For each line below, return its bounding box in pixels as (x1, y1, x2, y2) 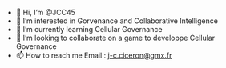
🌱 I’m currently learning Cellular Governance (15, 25, 163, 34)
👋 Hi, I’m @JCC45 (15, 8, 76, 17)
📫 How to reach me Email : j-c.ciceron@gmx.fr (15, 50, 172, 60)
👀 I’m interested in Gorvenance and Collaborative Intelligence (15, 16, 219, 26)
